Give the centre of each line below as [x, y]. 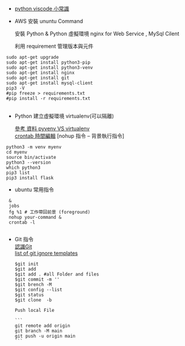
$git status [29, 295]
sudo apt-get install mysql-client [50, 83]
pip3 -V [16, 88]
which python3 [23, 168]
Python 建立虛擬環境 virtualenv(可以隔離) [64, 116]
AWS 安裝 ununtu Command [49, 21]
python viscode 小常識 [42, 9]
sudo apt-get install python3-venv [50, 68]
